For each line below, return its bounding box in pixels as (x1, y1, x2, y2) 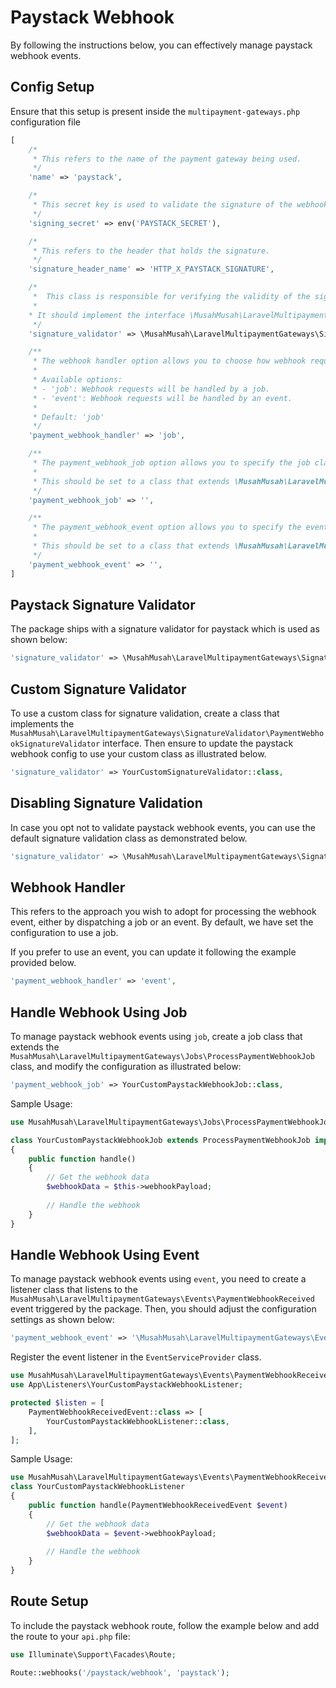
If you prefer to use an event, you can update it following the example (10, 946, 297, 958)
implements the (10, 718, 75, 730)
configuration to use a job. (10, 927, 119, 939)
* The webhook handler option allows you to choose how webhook (32, 356, 307, 366)
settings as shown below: (10, 1314, 115, 1326)
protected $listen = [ (10, 1398, 105, 1408)
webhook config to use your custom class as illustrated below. (10, 748, 267, 760)
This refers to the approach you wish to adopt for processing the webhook (10, 906, 317, 918)
